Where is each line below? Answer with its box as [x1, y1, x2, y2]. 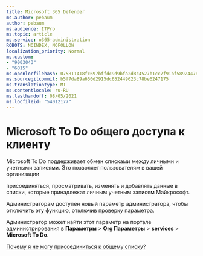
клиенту [6, 137, 51, 151]
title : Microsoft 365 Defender [6, 8, 85, 15]
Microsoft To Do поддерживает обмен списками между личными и [6, 158, 179, 165]
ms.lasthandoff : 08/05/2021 [6, 93, 77, 99]
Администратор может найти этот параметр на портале [6, 218, 152, 225]
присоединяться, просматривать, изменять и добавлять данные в [6, 182, 178, 189]
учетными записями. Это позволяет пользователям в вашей [6, 164, 163, 171]
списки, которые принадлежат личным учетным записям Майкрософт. [6, 188, 190, 196]
